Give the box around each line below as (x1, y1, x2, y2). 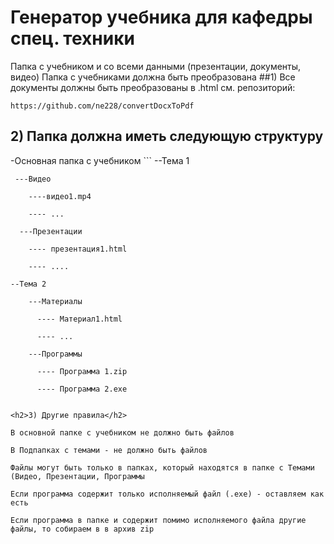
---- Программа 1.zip (36, 366, 128, 376)
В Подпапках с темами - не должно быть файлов (10, 445, 208, 455)
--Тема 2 (10, 279, 47, 289)
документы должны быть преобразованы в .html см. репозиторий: (10, 81, 296, 93)
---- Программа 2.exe (36, 384, 128, 394)
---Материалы (28, 296, 83, 306)
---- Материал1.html (36, 314, 123, 324)
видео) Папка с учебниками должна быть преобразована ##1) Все (10, 71, 296, 83)
